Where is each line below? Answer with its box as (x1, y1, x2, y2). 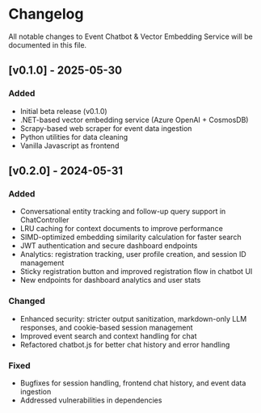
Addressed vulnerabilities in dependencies (19, 395, 162, 405)
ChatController (19, 215, 69, 225)
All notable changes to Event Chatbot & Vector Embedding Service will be (8, 32, 253, 41)
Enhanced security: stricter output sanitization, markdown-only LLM (19, 314, 247, 323)
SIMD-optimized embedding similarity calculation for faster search (19, 232, 242, 242)
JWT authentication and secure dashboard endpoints (19, 241, 198, 251)
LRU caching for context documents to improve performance (19, 224, 224, 234)
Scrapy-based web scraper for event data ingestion (19, 123, 192, 133)
